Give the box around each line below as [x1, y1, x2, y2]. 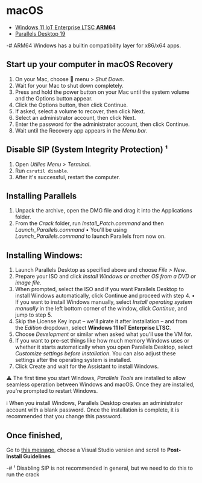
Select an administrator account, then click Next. [14, 114, 136, 121]
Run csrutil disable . [14, 167, 69, 174]
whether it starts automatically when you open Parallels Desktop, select [14, 343, 193, 351]
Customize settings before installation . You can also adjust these [14, 350, 176, 357]
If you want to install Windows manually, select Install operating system [14, 298, 193, 306]
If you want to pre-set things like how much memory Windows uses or [14, 337, 190, 344]
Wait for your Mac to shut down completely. [14, 82, 124, 89]
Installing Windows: [6, 250, 83, 260]
